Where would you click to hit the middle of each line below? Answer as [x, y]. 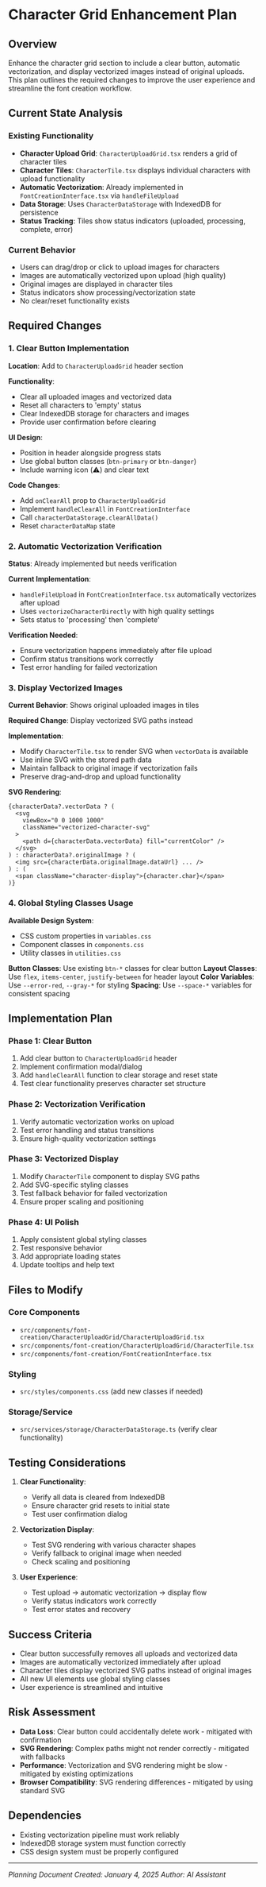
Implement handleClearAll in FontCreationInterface [105, 508]
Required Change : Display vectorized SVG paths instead [101, 721]
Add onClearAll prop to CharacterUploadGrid [93, 500]
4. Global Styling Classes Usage [71, 903]
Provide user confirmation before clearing [88, 422]
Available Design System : [51, 920]
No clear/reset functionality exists [75, 300]
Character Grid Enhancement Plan [123, 15]
